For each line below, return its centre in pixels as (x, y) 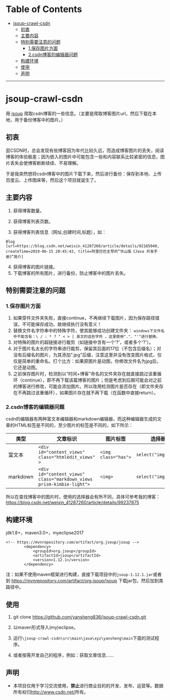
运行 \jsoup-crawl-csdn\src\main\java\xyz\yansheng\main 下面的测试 (84, 638)
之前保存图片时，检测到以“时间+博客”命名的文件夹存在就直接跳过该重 (85, 374)
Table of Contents (44, 9)
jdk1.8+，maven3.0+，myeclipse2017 (45, 533)
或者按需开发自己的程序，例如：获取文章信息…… (63, 655)
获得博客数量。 (29, 210)
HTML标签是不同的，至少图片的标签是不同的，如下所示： (74, 425)
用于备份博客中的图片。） (40, 120)
